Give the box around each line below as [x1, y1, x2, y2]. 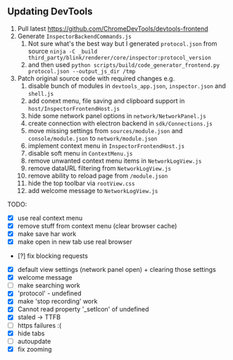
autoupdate [17, 337, 51, 345]
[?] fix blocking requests [17, 252, 88, 260]
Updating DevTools [7, 6, 93, 18]
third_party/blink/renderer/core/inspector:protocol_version [27, 54, 211, 61]
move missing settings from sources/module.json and [27, 126, 183, 135]
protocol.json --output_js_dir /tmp [27, 68, 136, 75]
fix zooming [17, 345, 52, 353]
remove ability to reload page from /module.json [27, 171, 168, 180]
